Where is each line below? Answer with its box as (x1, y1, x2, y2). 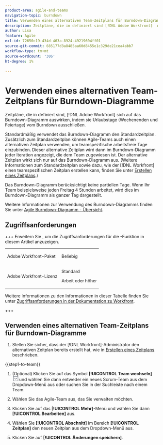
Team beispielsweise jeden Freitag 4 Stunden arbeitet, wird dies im (5, 187, 139, 193)
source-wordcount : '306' (5, 54, 55, 59)
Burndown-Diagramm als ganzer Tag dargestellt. (5, 192, 103, 198)
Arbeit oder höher (61, 278, 97, 283)
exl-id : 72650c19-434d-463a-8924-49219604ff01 (5, 39, 101, 44)
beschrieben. (12, 352, 39, 358)
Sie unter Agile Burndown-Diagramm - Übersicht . (5, 207, 104, 213)
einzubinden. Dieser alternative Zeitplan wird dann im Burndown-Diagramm (5, 147, 156, 153)
